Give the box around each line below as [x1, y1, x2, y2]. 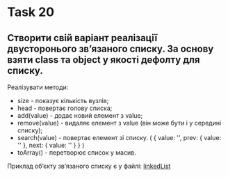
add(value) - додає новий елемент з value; [17, 111, 143, 119]
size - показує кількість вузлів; [17, 97, 109, 105]
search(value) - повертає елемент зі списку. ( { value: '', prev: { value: [17, 134, 222, 141]
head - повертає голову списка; [17, 104, 113, 112]
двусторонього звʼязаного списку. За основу [7, 43, 214, 54]
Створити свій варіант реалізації [7, 32, 158, 44]
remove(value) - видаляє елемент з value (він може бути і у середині [17, 119, 222, 127]
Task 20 [7, 4, 54, 20]
